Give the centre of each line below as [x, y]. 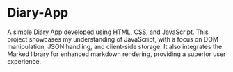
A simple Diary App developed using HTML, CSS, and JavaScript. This [108, 32]
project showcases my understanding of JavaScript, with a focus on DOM [113, 39]
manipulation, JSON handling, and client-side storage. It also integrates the [115, 46]
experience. [24, 61]
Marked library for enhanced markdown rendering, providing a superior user [116, 54]
